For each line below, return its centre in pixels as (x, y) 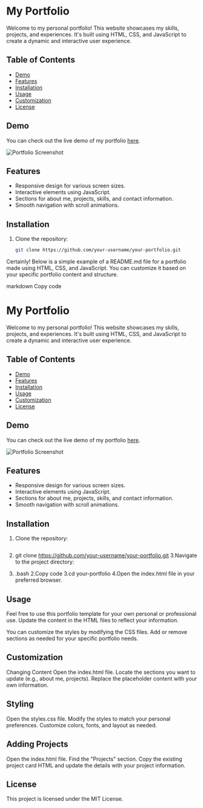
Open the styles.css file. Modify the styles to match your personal (88, 719)
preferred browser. (38, 580)
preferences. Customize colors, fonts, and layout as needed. (82, 725)
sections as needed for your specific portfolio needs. (72, 639)
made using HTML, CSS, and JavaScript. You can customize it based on (96, 268)
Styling (20, 704)
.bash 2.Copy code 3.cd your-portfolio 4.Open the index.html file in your (105, 574)
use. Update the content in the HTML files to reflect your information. (92, 621)
